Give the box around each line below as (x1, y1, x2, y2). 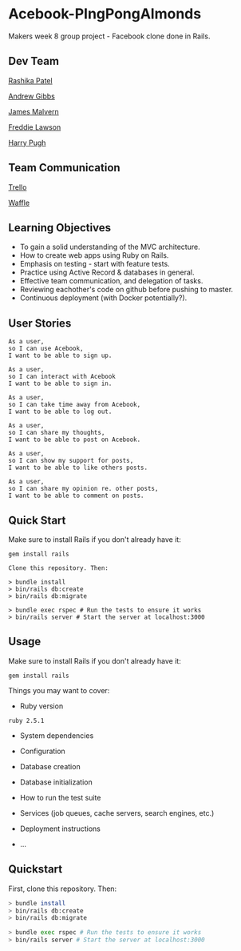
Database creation (19, 761, 81, 771)
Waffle (8, 198, 30, 207)
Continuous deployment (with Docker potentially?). (19, 293, 188, 303)
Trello (8, 182, 27, 192)
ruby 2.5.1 (8, 716, 45, 724)
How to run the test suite (19, 792, 101, 802)
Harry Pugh (8, 138, 46, 147)
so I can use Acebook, (8, 345, 84, 353)
